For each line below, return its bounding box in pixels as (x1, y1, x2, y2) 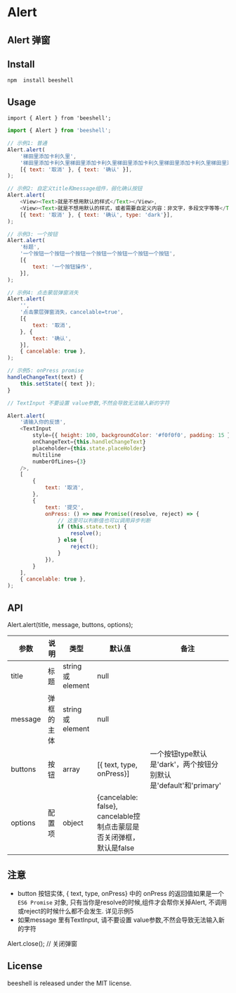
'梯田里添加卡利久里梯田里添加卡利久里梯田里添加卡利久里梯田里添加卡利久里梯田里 (20, 159, 227, 166)
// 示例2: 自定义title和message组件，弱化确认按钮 (7, 185, 143, 192)
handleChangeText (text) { (7, 374, 83, 381)
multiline (32, 451, 61, 458)
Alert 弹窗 (7, 34, 51, 46)
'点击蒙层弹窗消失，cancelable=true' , (20, 309, 124, 316)
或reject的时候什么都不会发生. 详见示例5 (17, 906, 134, 915)
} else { (57, 536, 83, 544)
